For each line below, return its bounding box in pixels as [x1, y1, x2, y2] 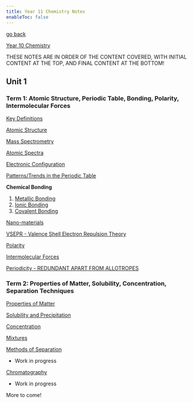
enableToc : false [6, 14, 49, 20]
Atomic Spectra [6, 149, 44, 156]
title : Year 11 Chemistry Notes [6, 8, 85, 15]
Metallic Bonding [14, 195, 56, 202]
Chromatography [6, 369, 48, 376]
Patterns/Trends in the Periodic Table [6, 172, 96, 179]
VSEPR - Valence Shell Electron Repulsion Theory [6, 231, 127, 238]
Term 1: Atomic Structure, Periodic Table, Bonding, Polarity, [6, 94, 179, 102]
